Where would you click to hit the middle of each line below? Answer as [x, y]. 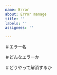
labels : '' [16, 23]
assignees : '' [19, 28]
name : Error [17, 10]
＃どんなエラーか [22, 57]
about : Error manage [26, 14]
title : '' [15, 19]
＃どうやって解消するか [28, 68]
